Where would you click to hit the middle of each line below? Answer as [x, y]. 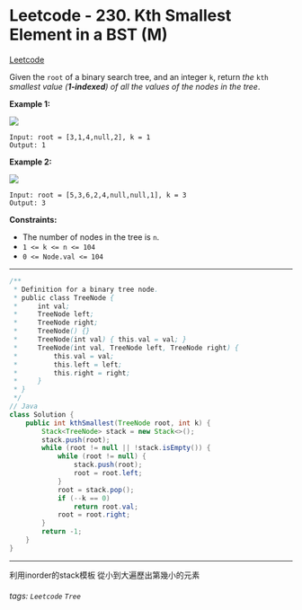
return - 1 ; [62, 532]
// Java [24, 407]
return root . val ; [106, 507]
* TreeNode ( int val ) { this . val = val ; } [100, 340]
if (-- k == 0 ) [84, 498]
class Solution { [42, 414]
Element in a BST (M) [89, 35]
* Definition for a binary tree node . [86, 289]
